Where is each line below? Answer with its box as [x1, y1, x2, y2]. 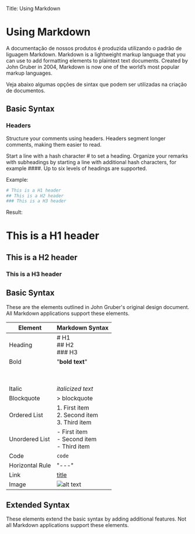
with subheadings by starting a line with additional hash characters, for [6, 158, 177, 165]
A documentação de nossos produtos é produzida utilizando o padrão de [6, 44, 182, 51]
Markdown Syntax [56, 324, 109, 332]
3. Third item [56, 418, 92, 426]
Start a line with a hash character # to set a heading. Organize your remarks [6, 152, 189, 159]
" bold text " [56, 358, 88, 366]
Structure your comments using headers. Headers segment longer [6, 134, 166, 142]
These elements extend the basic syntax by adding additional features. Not [6, 515, 187, 522]
